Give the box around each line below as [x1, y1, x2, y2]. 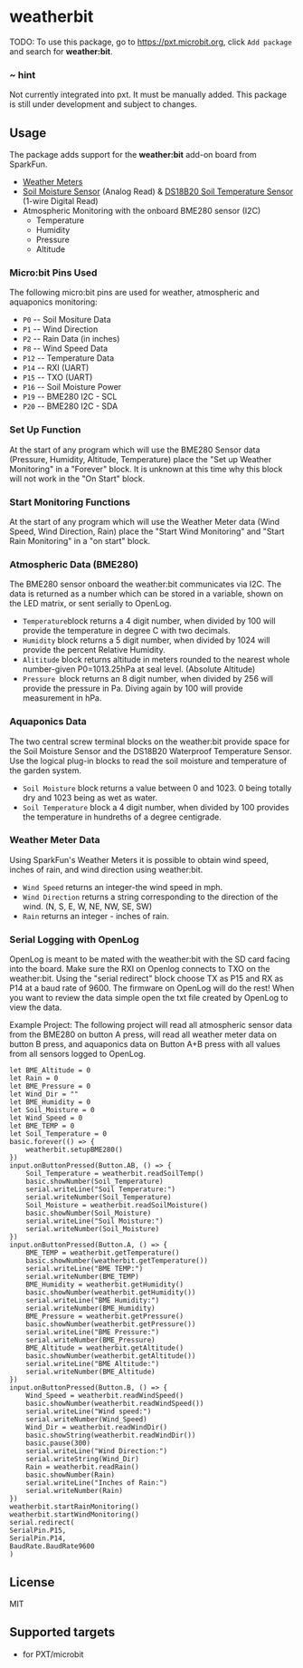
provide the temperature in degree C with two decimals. [22, 625, 231, 636]
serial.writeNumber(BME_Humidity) [25, 1304, 156, 1314]
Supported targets [9, 1624, 116, 1640]
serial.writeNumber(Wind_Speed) [25, 1415, 147, 1424]
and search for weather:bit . [9, 45, 113, 56]
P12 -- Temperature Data [22, 353, 115, 364]
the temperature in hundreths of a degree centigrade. [22, 811, 222, 822]
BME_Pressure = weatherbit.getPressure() [25, 1312, 184, 1321]
